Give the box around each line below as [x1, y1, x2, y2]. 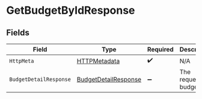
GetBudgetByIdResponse [6, 4, 135, 17]
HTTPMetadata [76, 56, 120, 65]
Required [147, 46, 174, 53]
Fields [6, 28, 30, 38]
